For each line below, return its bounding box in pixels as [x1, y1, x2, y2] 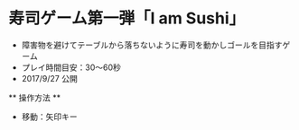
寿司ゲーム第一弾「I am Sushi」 [8, 8, 246, 29]
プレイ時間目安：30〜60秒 [21, 62, 121, 73]
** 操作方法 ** [8, 91, 61, 103]
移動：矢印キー [21, 111, 78, 122]
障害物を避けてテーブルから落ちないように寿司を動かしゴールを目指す [21, 39, 283, 50]
